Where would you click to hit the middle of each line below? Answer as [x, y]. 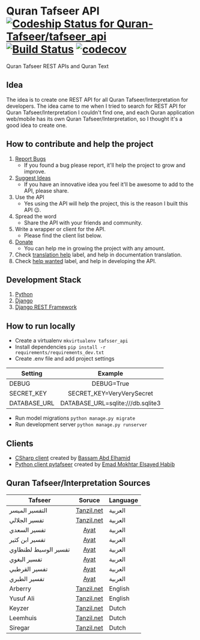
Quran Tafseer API [53, 11]
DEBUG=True [111, 384]
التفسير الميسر [28, 510]
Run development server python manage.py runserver [81, 424]
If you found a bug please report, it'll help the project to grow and [105, 165]
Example [111, 373]
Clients [20, 443]
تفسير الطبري [27, 579]
